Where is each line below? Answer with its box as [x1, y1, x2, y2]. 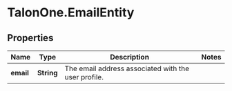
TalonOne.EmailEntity [7, 5, 135, 21]
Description [110, 53, 150, 62]
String [37, 68, 58, 77]
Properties [7, 32, 54, 44]
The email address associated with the [64, 64, 190, 73]
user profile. [64, 73, 104, 81]
